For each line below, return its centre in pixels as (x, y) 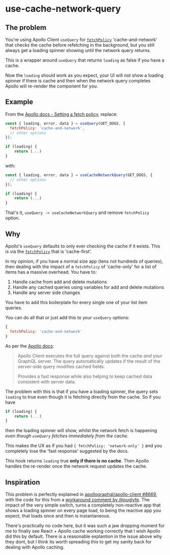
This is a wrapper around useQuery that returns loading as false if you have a (85, 60)
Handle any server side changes (46, 292)
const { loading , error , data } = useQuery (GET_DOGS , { (65, 123)
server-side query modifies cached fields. (61, 366)
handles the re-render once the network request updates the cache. (76, 466)
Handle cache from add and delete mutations (60, 282)
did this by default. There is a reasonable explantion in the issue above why (84, 536)
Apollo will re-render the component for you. (52, 86)
